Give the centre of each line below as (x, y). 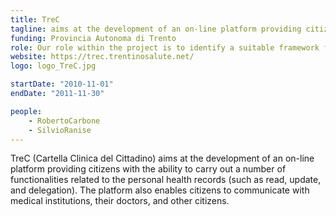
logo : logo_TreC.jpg (53, 66)
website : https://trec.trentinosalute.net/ (102, 57)
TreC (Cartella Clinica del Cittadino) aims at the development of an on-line (162, 158)
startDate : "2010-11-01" (62, 84)
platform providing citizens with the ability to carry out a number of (148, 169)
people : (26, 111)
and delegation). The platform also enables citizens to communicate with (160, 190)
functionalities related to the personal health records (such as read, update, (166, 180)
